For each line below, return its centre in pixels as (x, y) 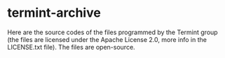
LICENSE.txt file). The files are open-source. (71, 47)
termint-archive (54, 13)
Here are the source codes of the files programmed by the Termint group (113, 32)
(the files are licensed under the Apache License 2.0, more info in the (107, 39)
